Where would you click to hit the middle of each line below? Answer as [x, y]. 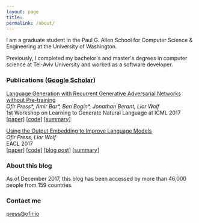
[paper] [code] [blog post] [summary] [53, 150]
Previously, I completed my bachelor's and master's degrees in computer [97, 58]
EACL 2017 [20, 143]
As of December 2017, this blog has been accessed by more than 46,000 [96, 178]
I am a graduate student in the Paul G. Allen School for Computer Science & [99, 40]
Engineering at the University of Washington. [62, 46]
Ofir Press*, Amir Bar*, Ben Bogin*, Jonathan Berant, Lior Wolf [83, 106]
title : [14, 17]
